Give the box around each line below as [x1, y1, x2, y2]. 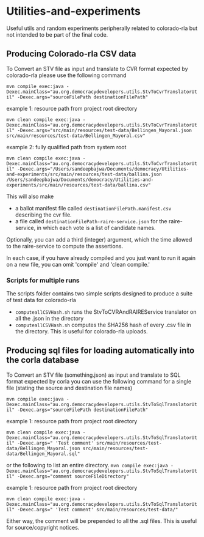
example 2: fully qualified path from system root [6, 143, 127, 150]
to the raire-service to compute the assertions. [6, 242, 124, 250]
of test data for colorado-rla [6, 297, 76, 304]
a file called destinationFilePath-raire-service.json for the [15, 217, 167, 224]
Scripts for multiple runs [6, 276, 80, 284]
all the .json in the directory [15, 315, 84, 322]
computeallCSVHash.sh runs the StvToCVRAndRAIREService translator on [15, 308, 197, 316]
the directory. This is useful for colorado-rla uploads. [15, 328, 148, 335]
